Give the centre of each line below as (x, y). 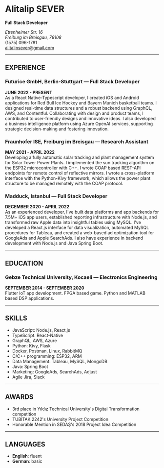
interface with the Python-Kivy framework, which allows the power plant (78, 178)
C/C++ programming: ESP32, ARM (47, 356)
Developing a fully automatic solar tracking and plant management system (80, 157)
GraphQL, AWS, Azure (34, 340)
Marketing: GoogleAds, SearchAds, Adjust (54, 371)
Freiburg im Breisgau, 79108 (33, 37)
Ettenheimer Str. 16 (24, 32)
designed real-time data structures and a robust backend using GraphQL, (79, 108)
